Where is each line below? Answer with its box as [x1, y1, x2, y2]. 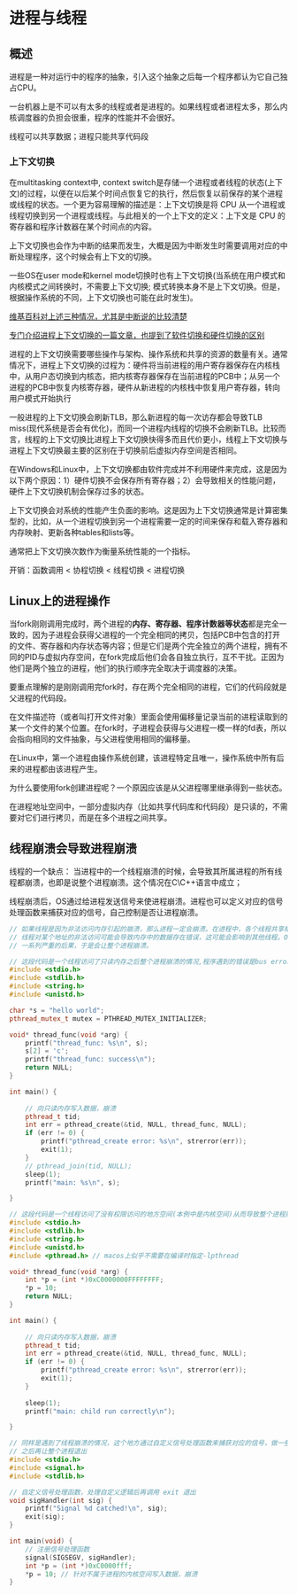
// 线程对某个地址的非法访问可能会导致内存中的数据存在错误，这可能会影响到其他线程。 [9, 932, 285, 942]
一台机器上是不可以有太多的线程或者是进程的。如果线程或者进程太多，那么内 [9, 101, 288, 112]
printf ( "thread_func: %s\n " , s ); [25, 1039, 148, 1047]
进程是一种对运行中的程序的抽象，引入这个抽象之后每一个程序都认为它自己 [9, 72, 280, 82]
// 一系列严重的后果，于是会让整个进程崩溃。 [9, 941, 153, 950]
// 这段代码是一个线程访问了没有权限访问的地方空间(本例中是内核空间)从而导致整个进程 [9, 1210, 286, 1219]
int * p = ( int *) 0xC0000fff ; [25, 1561, 133, 1570]
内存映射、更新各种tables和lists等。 [9, 527, 140, 538]
